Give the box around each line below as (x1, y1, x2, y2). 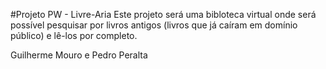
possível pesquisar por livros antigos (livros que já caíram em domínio (10, 19, 298, 31)
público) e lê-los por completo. (10, 30, 138, 41)
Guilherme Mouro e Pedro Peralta (10, 49, 148, 61)
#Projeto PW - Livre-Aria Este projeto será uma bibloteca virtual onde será (10, 9, 317, 20)
